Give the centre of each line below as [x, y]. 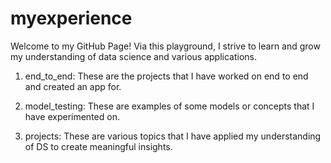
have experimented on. [72, 116]
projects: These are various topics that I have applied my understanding [173, 136]
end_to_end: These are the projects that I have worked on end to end [166, 76]
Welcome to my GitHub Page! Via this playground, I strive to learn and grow [165, 46]
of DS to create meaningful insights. [98, 146]
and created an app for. [73, 86]
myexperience [71, 18]
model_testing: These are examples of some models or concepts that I [169, 106]
